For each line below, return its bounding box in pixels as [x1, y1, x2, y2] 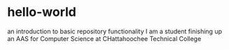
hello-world [7, 4, 77, 20]
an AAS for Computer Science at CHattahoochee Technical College [7, 34, 202, 42]
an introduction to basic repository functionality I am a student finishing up [7, 27, 223, 35]
